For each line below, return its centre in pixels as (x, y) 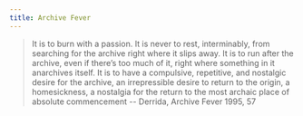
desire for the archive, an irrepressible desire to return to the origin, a (161, 82)
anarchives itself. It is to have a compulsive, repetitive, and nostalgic (159, 72)
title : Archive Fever (50, 18)
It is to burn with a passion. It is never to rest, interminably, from (151, 43)
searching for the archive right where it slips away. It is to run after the (162, 53)
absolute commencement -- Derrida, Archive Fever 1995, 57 (144, 101)
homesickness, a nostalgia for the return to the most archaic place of (161, 92)
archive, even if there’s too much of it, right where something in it (153, 63)
